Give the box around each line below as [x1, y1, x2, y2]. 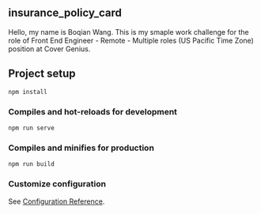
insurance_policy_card [8, 6, 123, 20]
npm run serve [8, 124, 55, 132]
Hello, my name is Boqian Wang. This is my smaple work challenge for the [8, 27, 249, 36]
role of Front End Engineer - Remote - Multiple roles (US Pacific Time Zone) [8, 36, 255, 45]
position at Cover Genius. [8, 43, 91, 54]
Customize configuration [8, 178, 107, 190]
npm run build [8, 160, 55, 168]
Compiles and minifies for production [8, 142, 154, 153]
